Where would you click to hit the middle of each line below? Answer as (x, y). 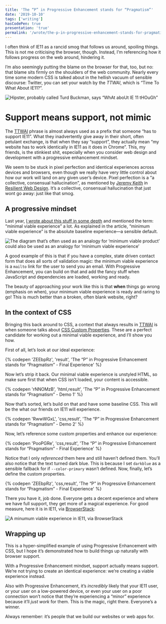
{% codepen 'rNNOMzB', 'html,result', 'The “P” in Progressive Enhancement (82, 389)
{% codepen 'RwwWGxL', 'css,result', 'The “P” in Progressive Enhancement (82, 419)
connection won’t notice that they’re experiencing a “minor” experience (78, 596)
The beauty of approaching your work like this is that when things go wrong (83, 286)
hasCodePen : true (23, 24)
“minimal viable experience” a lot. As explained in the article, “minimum (77, 226)
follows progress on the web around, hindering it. (55, 57)
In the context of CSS (38, 312)
